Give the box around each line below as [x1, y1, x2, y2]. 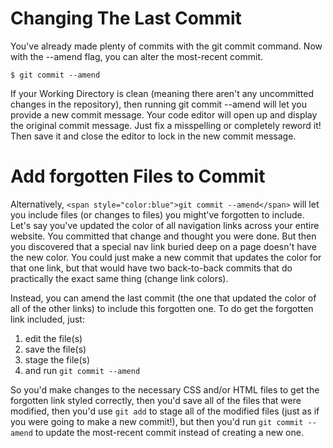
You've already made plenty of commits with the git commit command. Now [10, 40, 323, 52]
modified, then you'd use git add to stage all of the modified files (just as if [10, 405, 320, 417]
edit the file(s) [24, 332, 83, 344]
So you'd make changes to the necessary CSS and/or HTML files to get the [10, 383, 320, 396]
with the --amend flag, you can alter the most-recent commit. [10, 50, 264, 62]
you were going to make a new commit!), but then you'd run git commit [10, 415, 304, 427]
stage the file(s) [24, 353, 91, 366]
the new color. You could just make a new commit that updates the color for [10, 251, 322, 263]
